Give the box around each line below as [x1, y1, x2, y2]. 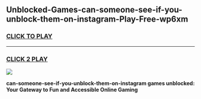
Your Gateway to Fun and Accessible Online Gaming [6, 86, 138, 93]
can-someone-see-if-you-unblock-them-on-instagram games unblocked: [6, 79, 195, 86]
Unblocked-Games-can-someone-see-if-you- [6, 5, 182, 15]
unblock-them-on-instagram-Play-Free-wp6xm [6, 14, 188, 25]
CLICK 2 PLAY [6, 55, 48, 63]
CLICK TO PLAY [6, 32, 53, 41]
